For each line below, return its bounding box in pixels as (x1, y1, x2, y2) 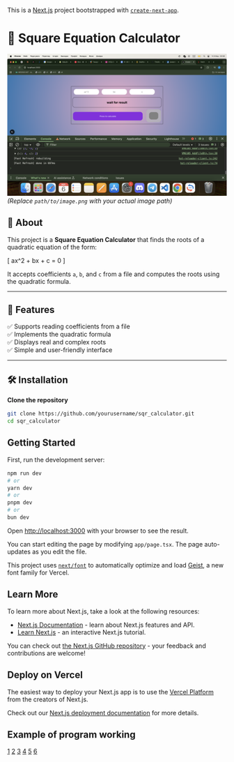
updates (7, 547, 31, 556)
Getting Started (7, 437, 76, 449)
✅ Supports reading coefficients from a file (7, 322, 130, 330)
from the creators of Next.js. (7, 695, 88, 703)
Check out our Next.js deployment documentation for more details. (7, 708, 199, 717)
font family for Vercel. (7, 568, 70, 577)
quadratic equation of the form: (7, 243, 97, 251)
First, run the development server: (7, 455, 105, 464)
